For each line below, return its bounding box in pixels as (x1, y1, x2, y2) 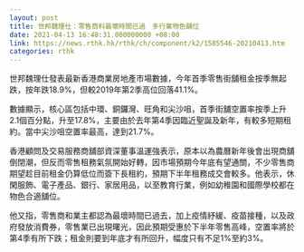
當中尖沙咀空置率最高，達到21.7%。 (24, 126, 159, 137)
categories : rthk (9, 47, 75, 56)
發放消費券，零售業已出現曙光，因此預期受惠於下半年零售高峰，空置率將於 (16, 221, 295, 232)
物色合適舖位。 (9, 191, 65, 202)
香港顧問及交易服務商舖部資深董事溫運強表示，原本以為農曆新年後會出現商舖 (9, 146, 295, 157)
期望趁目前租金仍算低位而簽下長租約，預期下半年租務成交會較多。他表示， (9, 169, 287, 179)
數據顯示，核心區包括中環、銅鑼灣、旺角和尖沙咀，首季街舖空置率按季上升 (9, 103, 287, 114)
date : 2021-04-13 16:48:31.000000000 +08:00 (9, 30, 180, 39)
